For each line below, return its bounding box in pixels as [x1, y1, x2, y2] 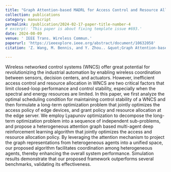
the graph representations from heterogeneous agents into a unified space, [5, 139, 163, 146]
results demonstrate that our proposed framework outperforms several [5, 156, 154, 162]
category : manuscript [5, 17, 51, 22]
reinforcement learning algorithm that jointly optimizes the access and [5, 128, 152, 135]
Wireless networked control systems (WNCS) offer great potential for [5, 64, 150, 70]
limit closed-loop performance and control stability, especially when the [5, 85, 156, 92]
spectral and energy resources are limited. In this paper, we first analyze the [5, 91, 165, 97]
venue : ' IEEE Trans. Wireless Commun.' [5, 36, 93, 41]
